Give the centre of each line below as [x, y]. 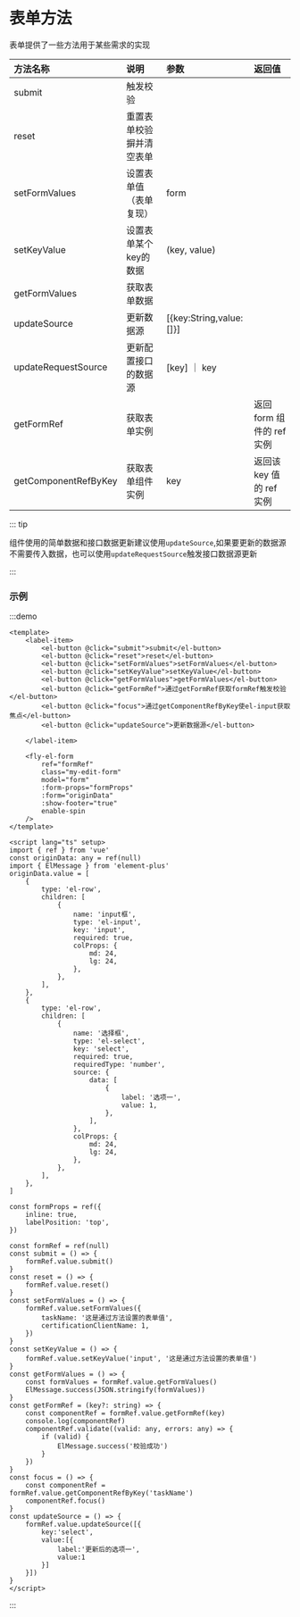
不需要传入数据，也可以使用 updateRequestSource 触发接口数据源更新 [133, 554]
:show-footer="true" [79, 804]
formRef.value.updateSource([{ [83, 1525]
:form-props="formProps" [87, 788]
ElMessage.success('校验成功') [112, 1446]
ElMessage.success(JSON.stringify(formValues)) [115, 1390]
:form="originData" [78, 796]
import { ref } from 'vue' [59, 850]
